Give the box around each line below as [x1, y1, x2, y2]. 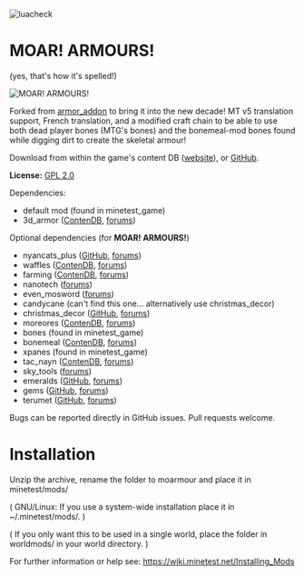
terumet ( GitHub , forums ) [22, 394, 118, 405]
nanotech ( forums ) [22, 278, 93, 290]
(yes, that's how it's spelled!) [9, 70, 118, 81]
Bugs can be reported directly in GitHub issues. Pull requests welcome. [9, 412, 276, 422]
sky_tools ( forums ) [22, 365, 93, 376]
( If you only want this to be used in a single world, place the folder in [9, 528, 268, 540]
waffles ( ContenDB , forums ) [22, 259, 128, 270]
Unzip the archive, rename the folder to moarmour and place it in [9, 473, 251, 485]
